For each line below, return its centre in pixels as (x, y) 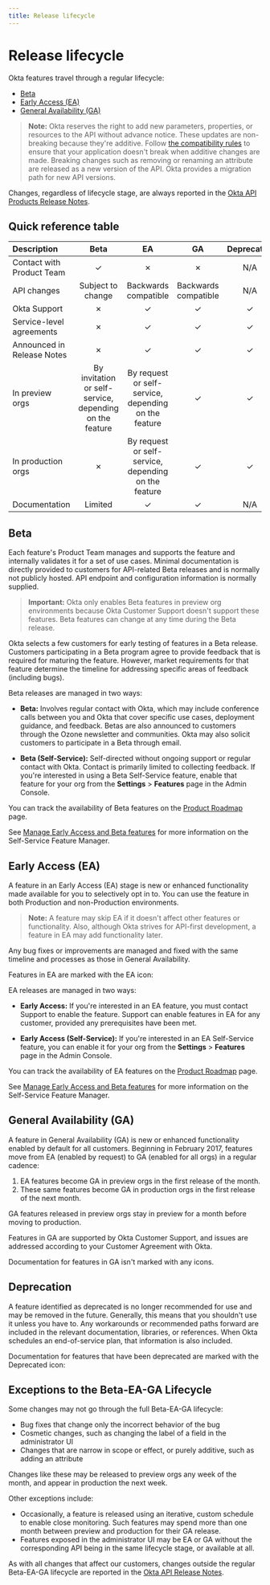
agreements (35, 332)
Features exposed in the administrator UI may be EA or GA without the (136, 1540)
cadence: (24, 1165)
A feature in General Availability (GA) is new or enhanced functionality (124, 1140)
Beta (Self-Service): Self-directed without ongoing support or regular (135, 758)
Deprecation (40, 1287)
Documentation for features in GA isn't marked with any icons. (111, 1261)
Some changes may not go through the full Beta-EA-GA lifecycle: (116, 1409)
